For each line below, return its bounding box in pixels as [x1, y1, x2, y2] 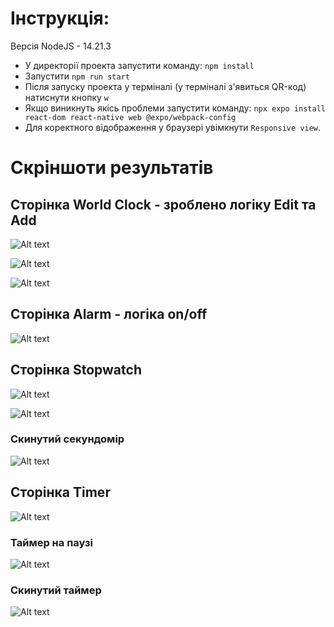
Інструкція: [10, 7, 110, 30]
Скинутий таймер [10, 583, 102, 597]
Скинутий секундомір [10, 432, 125, 446]
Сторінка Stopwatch [10, 362, 142, 379]
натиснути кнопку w [24, 91, 109, 103]
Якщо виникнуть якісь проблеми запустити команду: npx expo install [24, 102, 326, 114]
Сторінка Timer [10, 484, 111, 501]
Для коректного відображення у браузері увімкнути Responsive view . [24, 121, 321, 133]
